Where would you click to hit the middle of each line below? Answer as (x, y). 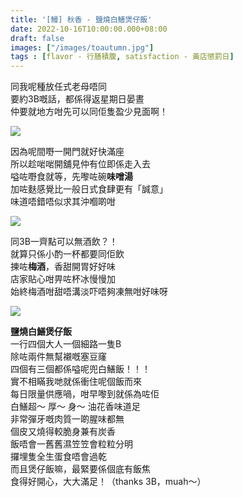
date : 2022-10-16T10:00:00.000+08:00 (89, 29)
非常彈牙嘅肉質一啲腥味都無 (67, 419)
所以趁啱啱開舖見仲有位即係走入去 (80, 164)
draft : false (37, 38)
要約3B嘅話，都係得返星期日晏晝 (77, 99)
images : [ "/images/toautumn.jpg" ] (82, 47)
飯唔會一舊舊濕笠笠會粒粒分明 (71, 444)
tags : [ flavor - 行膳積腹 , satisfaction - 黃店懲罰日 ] (122, 57)
